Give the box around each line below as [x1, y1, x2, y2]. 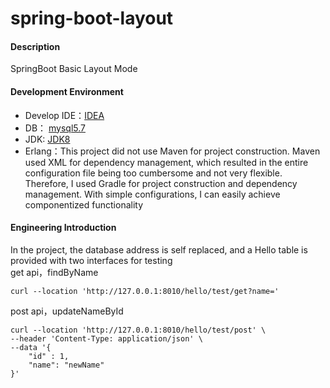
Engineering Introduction [10, 222, 117, 234]
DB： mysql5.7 [24, 122, 86, 134]
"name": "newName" [28, 360, 105, 370]
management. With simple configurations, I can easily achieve [24, 188, 281, 200]
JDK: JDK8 [24, 133, 71, 145]
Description [10, 40, 61, 52]
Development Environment [10, 85, 124, 97]
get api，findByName [10, 266, 99, 278]
